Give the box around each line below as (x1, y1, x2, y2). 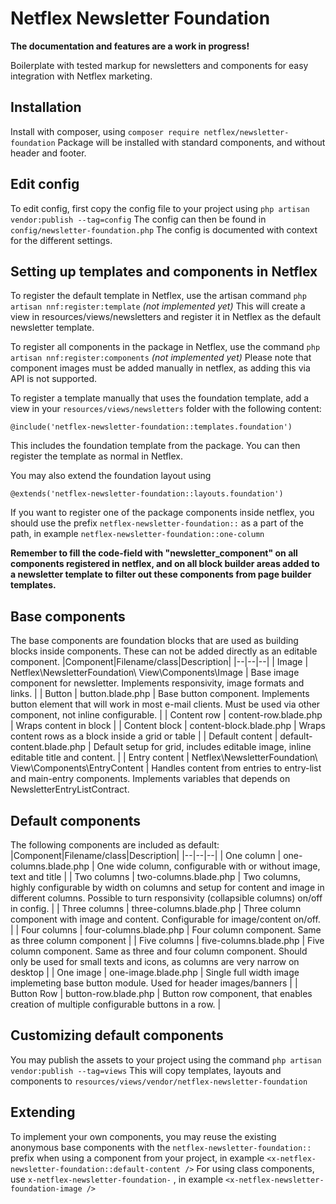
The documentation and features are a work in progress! (10, 40, 250, 52)
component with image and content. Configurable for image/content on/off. (10, 913, 321, 925)
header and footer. (10, 147, 87, 159)
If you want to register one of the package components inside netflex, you (10, 507, 315, 519)
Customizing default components (10, 1027, 224, 1044)
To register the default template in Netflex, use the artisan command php (10, 290, 307, 302)
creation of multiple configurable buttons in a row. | (10, 998, 222, 1010)
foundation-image (10, 1183, 83, 1194)
